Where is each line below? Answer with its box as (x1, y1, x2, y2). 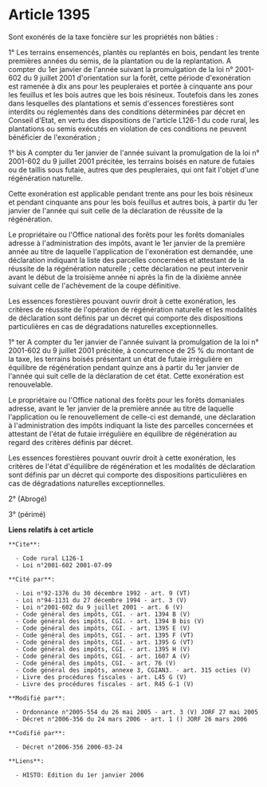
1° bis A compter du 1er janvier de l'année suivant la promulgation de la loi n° (8, 148, 260, 157)
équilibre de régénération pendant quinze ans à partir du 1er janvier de (8, 362, 240, 372)
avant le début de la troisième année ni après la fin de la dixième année (8, 272, 241, 281)
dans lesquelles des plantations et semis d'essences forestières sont (8, 98, 234, 108)
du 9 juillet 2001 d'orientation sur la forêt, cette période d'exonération (22, 73, 251, 82)
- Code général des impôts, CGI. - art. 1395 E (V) (15, 624, 191, 632)
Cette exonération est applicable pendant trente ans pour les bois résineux (8, 189, 253, 198)
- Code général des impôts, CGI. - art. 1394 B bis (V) (15, 617, 205, 625)
